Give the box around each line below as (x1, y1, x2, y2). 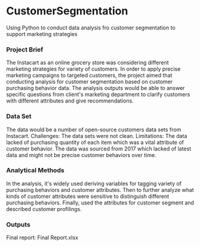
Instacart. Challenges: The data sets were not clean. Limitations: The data (6, 132, 187, 139)
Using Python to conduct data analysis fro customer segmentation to (6, 24, 176, 31)
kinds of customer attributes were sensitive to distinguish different (6, 192, 170, 200)
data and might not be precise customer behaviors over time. (6, 151, 156, 158)
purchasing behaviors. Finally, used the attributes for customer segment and (6, 199, 194, 206)
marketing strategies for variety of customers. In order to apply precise (6, 65, 181, 73)
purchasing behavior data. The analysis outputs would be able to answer (6, 85, 185, 92)
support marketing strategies (6, 30, 78, 37)
